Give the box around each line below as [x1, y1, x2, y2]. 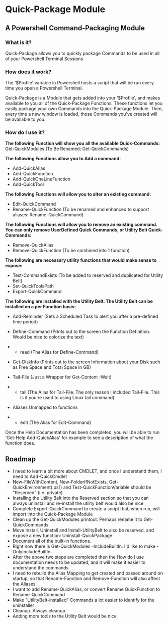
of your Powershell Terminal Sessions [5, 56, 83, 62]
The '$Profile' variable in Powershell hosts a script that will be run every [5, 80, 154, 86]
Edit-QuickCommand [12, 201, 56, 207]
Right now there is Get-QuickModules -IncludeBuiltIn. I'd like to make [12, 543, 156, 549]
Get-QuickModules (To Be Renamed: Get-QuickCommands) [5, 146, 129, 152]
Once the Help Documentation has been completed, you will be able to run [5, 429, 160, 436]
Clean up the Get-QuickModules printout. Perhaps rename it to [12, 516, 143, 522]
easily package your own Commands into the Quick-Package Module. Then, [5, 106, 163, 112]
